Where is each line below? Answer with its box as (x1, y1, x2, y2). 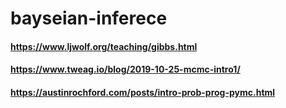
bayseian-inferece (10, 7, 168, 30)
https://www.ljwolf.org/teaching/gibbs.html (10, 40, 198, 52)
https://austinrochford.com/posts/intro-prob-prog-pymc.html (10, 86, 276, 98)
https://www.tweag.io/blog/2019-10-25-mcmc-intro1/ (10, 63, 241, 76)
